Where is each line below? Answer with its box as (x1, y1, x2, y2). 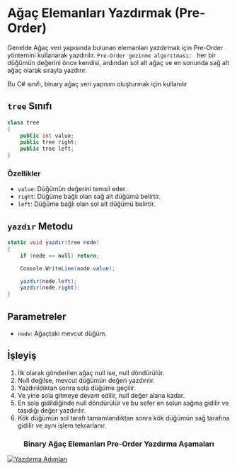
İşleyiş (7, 350, 37, 362)
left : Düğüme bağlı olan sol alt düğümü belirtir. (17, 200, 156, 208)
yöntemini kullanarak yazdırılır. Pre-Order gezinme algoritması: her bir (7, 51, 216, 59)
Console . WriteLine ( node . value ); (20, 265, 115, 272)
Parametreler (7, 310, 67, 323)
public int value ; (20, 132, 74, 139)
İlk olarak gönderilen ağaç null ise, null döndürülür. (17, 368, 165, 377)
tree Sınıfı (7, 101, 52, 113)
